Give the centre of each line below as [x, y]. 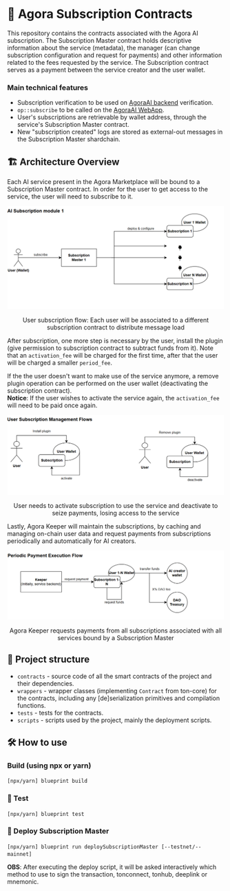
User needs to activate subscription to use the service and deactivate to [116, 505]
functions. [31, 705]
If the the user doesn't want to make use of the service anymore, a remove [113, 376]
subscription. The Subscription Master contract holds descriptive [99, 40]
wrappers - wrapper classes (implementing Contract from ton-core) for [117, 690]
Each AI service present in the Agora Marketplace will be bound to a [104, 182]
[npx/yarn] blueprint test [46, 814]
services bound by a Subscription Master [116, 637]
